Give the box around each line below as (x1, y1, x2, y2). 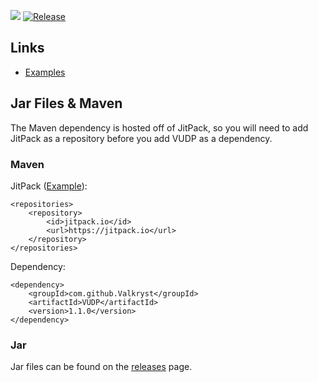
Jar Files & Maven (10, 95, 123, 112)
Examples (24, 66, 66, 78)
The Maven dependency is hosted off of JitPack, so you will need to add (10, 121, 309, 134)
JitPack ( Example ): (10, 180, 88, 192)
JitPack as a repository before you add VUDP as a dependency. (10, 132, 273, 144)
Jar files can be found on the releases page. (10, 361, 193, 373)
